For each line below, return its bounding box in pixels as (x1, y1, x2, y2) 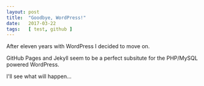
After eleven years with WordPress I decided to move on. (6, 43, 150, 50)
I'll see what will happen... (6, 73, 72, 80)
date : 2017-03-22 (6, 20, 56, 26)
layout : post (6, 9, 40, 15)
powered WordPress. (6, 61, 59, 68)
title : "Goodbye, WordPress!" (6, 15, 86, 21)
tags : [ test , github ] (6, 26, 72, 32)
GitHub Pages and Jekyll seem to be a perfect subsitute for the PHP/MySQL (6, 54, 198, 62)
